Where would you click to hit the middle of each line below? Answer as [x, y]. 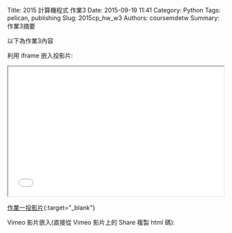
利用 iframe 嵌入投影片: [40, 55]
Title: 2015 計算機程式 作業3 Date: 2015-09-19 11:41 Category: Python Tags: [114, 10]
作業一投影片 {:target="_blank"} [51, 207]
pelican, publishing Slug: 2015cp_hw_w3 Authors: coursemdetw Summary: [113, 18]
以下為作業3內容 [30, 41]
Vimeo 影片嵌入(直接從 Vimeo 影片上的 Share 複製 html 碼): [91, 222]
